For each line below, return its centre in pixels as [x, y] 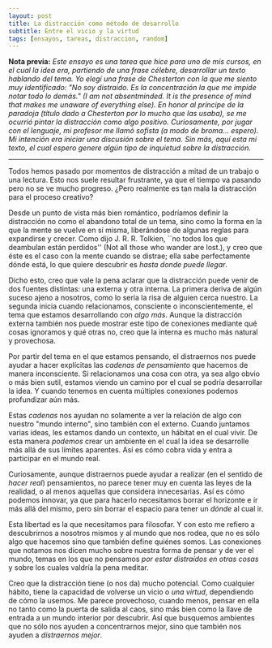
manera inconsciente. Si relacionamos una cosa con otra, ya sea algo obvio [134, 374]
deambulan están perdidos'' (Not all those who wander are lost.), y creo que [136, 248]
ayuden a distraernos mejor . [55, 635]
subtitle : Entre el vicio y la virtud [74, 31]
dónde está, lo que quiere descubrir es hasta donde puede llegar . [118, 265]
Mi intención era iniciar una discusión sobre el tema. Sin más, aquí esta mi [133, 140]
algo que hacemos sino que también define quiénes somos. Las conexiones [135, 542]
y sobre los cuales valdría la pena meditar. [79, 568]
